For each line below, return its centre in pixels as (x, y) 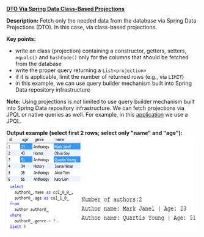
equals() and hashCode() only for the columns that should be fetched (102, 57)
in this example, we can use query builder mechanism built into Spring (104, 83)
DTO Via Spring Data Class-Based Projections (66, 9)
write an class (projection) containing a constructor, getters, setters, (101, 51)
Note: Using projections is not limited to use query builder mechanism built (100, 101)
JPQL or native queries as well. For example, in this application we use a (97, 115)
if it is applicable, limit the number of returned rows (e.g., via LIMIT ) (100, 77)
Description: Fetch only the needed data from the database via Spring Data (101, 20)
